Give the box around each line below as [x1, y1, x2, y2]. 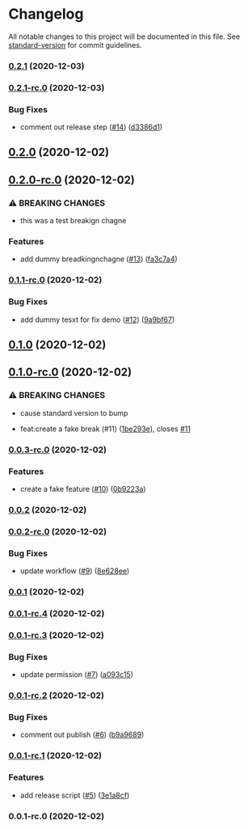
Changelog [8, 5, 84, 23]
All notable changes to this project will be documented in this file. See [8, 32, 241, 41]
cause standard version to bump [19, 408, 128, 417]
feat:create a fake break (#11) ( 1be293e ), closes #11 [19, 424, 191, 434]
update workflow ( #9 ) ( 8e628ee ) [19, 566, 130, 576]
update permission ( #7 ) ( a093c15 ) [19, 670, 134, 679]
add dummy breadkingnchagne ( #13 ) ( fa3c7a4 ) [19, 254, 178, 264]
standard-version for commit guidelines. [8, 40, 142, 49]
